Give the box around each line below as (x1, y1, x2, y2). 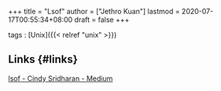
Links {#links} (8, 53, 79, 66)
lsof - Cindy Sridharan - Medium (8, 74, 113, 83)
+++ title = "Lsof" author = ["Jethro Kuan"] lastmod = (8, 7, 180, 16)
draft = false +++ (74, 15, 130, 24)
